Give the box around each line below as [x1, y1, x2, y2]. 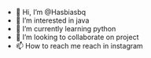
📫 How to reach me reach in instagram [15, 42, 143, 50]
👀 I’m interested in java [15, 16, 90, 25]
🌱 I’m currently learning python [15, 24, 116, 33]
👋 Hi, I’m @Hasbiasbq [15, 8, 87, 16]
